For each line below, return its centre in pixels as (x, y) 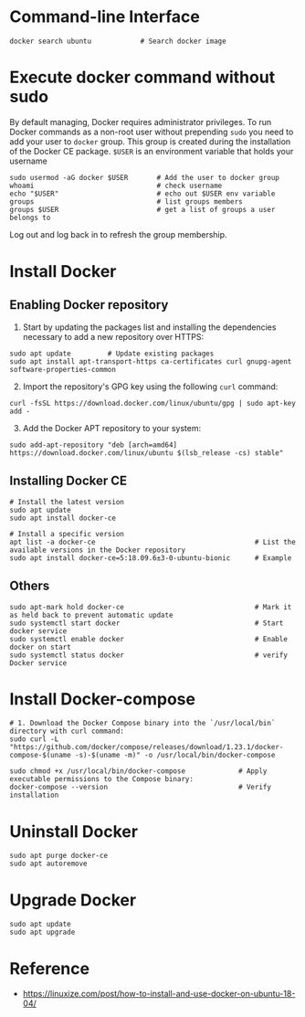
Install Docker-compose (103, 699)
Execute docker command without (142, 77)
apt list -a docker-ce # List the (153, 542)
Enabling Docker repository (89, 305)
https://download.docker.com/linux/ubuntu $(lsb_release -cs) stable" (147, 453)
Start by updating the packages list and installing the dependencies (149, 327)
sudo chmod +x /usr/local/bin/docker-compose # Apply (138, 771)
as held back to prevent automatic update (91, 615)
